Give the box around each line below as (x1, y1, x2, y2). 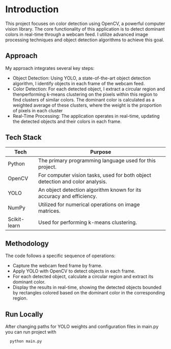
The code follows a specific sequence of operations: (5, 253, 116, 259)
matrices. (38, 207, 61, 214)
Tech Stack (5, 133, 42, 142)
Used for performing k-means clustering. (38, 218, 137, 226)
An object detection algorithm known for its (38, 186, 141, 193)
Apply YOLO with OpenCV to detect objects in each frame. (12, 268, 136, 274)
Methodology (5, 239, 49, 248)
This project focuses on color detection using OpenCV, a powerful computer (5, 20, 165, 27)
